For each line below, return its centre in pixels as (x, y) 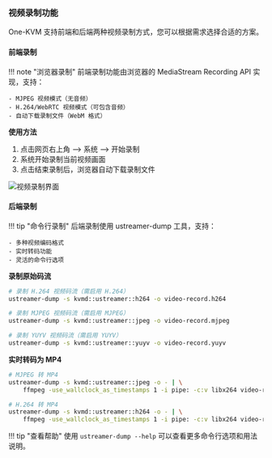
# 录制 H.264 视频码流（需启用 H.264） (69, 291)
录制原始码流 (30, 276)
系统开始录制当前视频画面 (63, 159)
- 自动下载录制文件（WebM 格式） (57, 116)
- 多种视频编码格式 (36, 243)
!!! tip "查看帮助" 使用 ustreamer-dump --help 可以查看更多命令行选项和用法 (133, 436)
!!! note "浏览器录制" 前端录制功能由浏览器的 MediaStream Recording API (130, 71)
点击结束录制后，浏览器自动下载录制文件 (87, 169)
